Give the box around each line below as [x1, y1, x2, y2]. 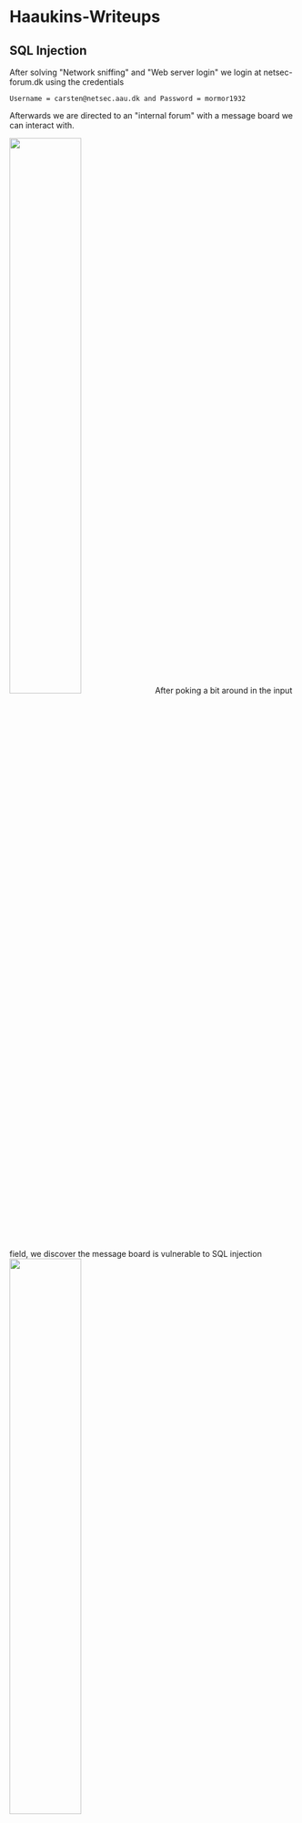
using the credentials [45, 77, 125, 88]
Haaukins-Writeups [9, 6, 161, 27]
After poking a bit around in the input [154, 685, 293, 695]
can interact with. [9, 120, 75, 130]
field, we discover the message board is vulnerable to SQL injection [9, 1249, 262, 1259]
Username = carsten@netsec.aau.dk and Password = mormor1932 [9, 94, 247, 103]
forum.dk [9, 77, 44, 88]
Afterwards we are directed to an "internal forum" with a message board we [9, 110, 294, 120]
